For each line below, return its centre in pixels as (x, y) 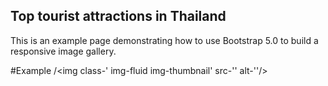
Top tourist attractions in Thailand (118, 16)
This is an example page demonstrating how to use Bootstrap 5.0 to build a (164, 40)
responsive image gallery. (63, 51)
